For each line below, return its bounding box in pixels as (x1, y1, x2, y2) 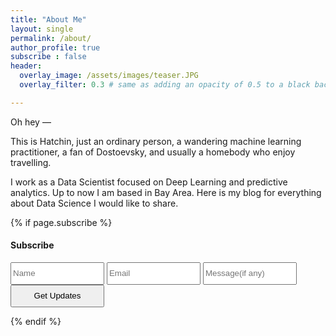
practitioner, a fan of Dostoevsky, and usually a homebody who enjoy (10, 146, 296, 158)
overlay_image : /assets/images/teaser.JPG (19, 71, 199, 81)
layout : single (10, 24, 74, 34)
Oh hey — (10, 116, 52, 128)
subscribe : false (10, 52, 87, 62)
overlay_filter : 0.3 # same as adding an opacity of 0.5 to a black (19, 80, 311, 90)
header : (10, 61, 43, 71)
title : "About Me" (10, 14, 87, 25)
